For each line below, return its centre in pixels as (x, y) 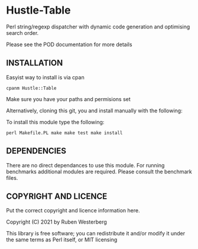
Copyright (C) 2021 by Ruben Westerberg (57, 222)
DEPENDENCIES (36, 151)
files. (12, 177)
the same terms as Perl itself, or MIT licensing (62, 240)
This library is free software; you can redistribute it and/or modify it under (96, 234)
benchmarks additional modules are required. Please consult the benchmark (99, 172)
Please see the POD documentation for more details (69, 44)
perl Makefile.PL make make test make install (64, 133)
